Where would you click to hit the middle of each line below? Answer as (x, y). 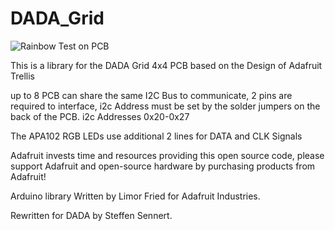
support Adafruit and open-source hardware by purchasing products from (163, 166)
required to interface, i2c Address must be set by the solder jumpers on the (165, 106)
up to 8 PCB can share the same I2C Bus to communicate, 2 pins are (151, 95)
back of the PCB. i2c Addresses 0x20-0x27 (100, 116)
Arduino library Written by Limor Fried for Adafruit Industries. (135, 196)
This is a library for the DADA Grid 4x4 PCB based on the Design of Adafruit (166, 65)
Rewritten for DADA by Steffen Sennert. (91, 215)
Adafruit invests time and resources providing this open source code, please (167, 155)
